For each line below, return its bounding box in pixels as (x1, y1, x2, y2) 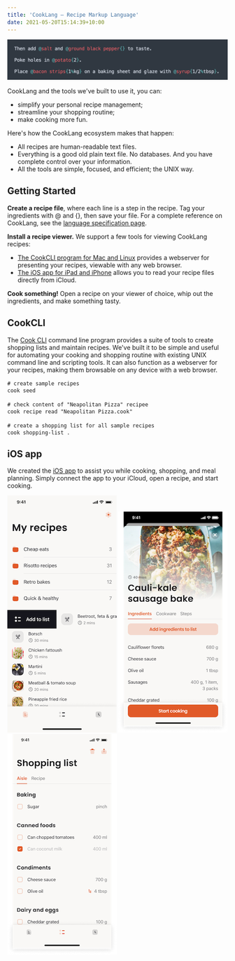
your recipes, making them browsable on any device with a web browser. (7, 365, 218, 374)
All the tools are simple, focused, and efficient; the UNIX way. (17, 165, 194, 173)
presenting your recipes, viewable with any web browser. (17, 260, 183, 269)
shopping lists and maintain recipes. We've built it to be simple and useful (7, 343, 219, 351)
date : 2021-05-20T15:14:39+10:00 (7, 18, 105, 26)
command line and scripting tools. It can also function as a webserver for (7, 358, 218, 366)
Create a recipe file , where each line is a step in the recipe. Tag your (7, 203, 205, 212)
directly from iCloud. (17, 276, 77, 284)
